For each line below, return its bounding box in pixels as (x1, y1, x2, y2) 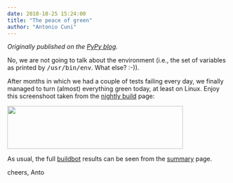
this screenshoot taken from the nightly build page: (7, 92, 155, 100)
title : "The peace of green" (7, 17, 93, 24)
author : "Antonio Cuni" (7, 23, 77, 30)
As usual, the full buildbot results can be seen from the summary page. (7, 155, 213, 163)
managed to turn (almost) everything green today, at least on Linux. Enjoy (7, 85, 220, 93)
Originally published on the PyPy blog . (7, 43, 118, 51)
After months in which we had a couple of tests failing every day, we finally (7, 77, 224, 86)
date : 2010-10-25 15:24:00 (7, 10, 86, 18)
